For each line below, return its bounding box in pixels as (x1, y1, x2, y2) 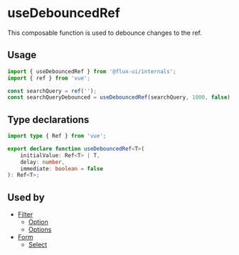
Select (28, 240, 48, 249)
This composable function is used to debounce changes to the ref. (7, 28, 203, 37)
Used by (7, 191, 45, 203)
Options (28, 225, 52, 234)
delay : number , (20, 158, 65, 166)
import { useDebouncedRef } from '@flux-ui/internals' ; (7, 67, 176, 75)
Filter (17, 210, 33, 219)
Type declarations (7, 114, 90, 126)
